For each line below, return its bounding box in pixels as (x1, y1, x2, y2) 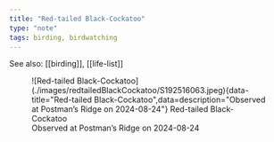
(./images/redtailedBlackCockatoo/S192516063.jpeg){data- (31, 85, 249, 96)
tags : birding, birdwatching (9, 33, 118, 42)
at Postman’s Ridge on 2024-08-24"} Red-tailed (31, 104, 209, 114)
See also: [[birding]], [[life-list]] (9, 59, 123, 69)
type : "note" (9, 23, 58, 33)
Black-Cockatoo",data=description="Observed (93, 94, 266, 106)
